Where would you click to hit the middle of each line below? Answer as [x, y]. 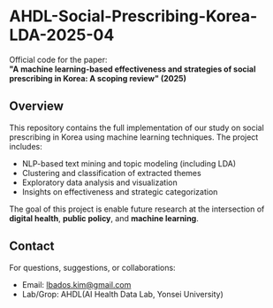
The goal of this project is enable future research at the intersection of [137, 209]
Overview [37, 107]
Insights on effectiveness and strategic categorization [120, 191]
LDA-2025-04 [62, 35]
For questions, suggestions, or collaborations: [92, 267]
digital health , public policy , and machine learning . [104, 218]
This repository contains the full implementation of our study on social [137, 127]
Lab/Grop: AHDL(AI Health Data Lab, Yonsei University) [122, 294]
